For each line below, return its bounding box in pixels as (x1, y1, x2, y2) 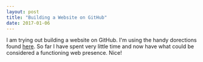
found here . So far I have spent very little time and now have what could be (6, 43, 194, 50)
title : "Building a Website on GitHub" (6, 14, 108, 20)
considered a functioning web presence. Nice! (6, 49, 122, 57)
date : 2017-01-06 (6, 20, 50, 26)
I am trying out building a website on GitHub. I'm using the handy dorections (6, 37, 197, 44)
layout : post (6, 8, 40, 15)
